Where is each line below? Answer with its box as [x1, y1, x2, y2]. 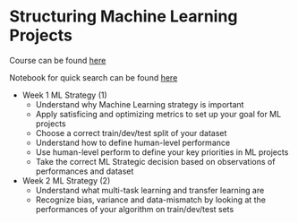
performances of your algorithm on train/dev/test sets [35, 203, 234, 214]
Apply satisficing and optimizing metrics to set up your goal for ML [35, 108, 282, 119]
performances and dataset [35, 166, 134, 176]
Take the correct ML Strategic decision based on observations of [35, 156, 276, 167]
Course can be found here [9, 55, 106, 65]
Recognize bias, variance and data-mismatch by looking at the [35, 194, 267, 205]
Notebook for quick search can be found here [9, 72, 178, 82]
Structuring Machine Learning [9, 6, 238, 27]
